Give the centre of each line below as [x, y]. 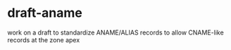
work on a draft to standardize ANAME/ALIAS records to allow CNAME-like [115, 32]
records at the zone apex [44, 39]
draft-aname [45, 13]
